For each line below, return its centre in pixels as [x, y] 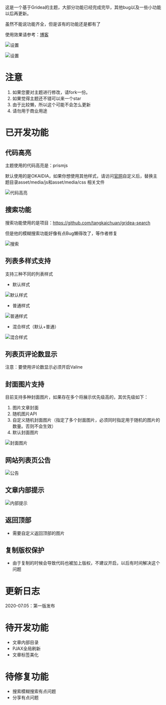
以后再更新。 [18, 13]
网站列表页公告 [28, 460]
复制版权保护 [25, 550]
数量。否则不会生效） [34, 426]
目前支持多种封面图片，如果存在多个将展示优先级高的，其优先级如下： [77, 397]
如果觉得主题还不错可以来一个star [47, 98]
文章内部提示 [25, 490]
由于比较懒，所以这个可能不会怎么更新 [51, 104]
